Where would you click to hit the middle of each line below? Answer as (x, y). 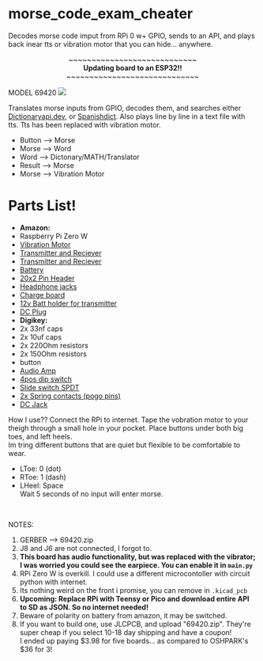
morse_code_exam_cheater (101, 14)
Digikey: (34, 320)
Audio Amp (38, 370)
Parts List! (42, 206)
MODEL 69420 (32, 93)
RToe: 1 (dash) (43, 477)
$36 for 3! (36, 649)
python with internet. (54, 582)
